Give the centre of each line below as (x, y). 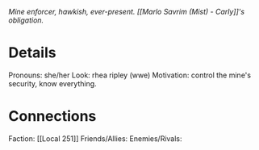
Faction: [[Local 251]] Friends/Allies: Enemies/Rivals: (96, 138)
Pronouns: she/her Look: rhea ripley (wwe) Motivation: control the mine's (130, 75)
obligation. (26, 20)
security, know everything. (52, 83)
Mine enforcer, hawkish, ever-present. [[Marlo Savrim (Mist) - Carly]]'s (126, 12)
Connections (52, 117)
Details (32, 53)
